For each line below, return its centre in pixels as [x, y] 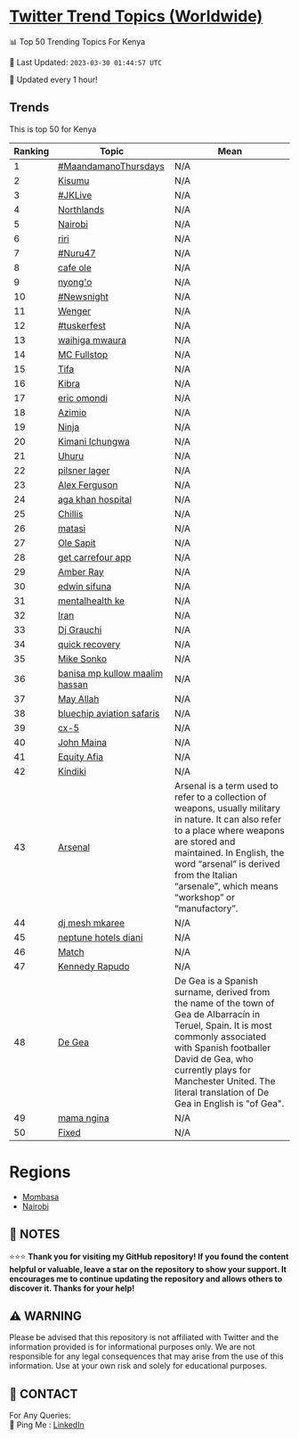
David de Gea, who [214, 1058]
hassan [73, 684]
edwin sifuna [85, 586]
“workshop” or [205, 897]
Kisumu [73, 180]
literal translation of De [222, 1092]
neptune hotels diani [100, 937]
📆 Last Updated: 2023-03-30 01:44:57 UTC [86, 62]
